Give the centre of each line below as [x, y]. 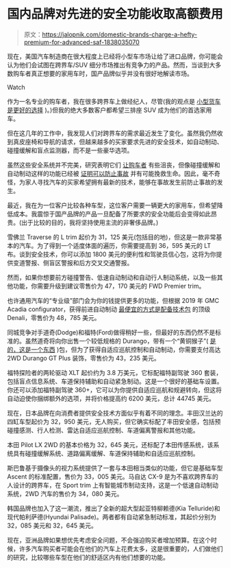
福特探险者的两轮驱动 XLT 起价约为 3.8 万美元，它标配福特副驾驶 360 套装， [115, 372]
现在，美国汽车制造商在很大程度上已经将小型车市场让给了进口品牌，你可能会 [115, 56]
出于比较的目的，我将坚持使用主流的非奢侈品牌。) [90, 222]
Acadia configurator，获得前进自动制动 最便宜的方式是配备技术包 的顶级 [109, 309]
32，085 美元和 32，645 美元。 [52, 525]
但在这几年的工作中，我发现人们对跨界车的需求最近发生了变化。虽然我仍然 [112, 133]
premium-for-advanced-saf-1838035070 [82, 42]
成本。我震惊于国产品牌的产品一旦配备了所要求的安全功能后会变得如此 [112, 214]
